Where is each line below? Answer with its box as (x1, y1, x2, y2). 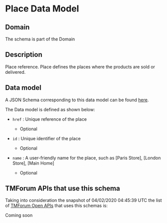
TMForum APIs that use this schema (5, 184, 121, 193)
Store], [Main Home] (12, 160, 55, 166)
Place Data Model (5, 3, 79, 14)
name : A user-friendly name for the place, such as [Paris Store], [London (12, 155, 161, 161)
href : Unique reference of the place (12, 116, 87, 122)
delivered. (5, 69, 26, 75)
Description (5, 50, 42, 59)
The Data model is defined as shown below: (5, 106, 95, 112)
